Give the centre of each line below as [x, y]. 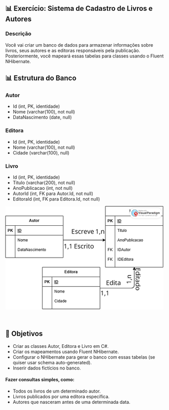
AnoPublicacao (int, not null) [43, 188]
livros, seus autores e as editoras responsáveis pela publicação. [73, 50]
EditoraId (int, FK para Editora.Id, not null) [56, 199]
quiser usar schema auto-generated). [52, 362]
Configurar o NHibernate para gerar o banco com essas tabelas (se [84, 357]
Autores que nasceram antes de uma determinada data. [71, 402]
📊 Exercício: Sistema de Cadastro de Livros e [79, 8]
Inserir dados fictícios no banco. [47, 368]
